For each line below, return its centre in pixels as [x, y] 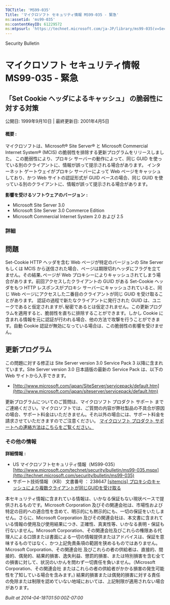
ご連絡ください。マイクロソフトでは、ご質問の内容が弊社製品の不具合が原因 [85, 408]
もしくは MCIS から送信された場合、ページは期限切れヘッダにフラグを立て [83, 269]
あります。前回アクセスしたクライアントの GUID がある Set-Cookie [84, 281]
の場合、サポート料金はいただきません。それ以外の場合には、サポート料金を [85, 414]
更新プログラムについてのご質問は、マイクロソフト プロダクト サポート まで [84, 402]
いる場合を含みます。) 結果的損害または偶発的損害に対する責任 [96, 575]
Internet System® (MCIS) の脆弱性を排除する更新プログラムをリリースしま [82, 153]
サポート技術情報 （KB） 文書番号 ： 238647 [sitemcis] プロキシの [82, 481]
